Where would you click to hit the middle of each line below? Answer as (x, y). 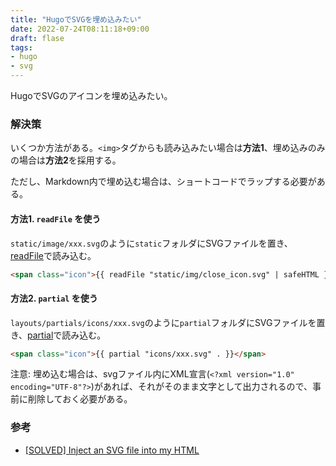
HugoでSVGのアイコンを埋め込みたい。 (91, 95)
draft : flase (37, 38)
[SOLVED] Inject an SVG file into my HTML (112, 450)
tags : (21, 47)
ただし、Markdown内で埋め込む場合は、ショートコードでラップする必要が (163, 182)
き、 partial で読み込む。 (58, 335)
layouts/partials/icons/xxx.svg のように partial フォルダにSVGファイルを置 (168, 322)
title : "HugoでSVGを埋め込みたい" (76, 19)
